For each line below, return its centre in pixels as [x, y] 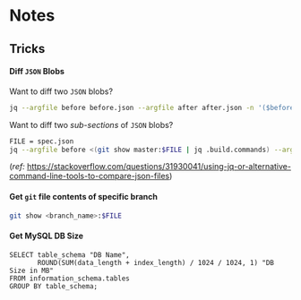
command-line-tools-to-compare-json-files [90, 176]
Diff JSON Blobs [37, 72]
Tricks [27, 49]
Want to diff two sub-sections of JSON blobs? [91, 124]
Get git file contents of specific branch [84, 197]
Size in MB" [31, 270]
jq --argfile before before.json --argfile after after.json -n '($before [152, 107]
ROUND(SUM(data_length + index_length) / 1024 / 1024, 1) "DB [156, 262]
